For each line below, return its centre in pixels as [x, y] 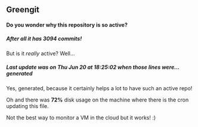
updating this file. [27, 106]
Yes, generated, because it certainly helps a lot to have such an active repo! [99, 88]
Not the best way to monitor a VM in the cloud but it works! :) [81, 118]
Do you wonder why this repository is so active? [67, 25]
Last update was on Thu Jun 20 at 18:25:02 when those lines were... [93, 67]
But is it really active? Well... [41, 53]
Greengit [23, 10]
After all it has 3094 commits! [44, 39]
